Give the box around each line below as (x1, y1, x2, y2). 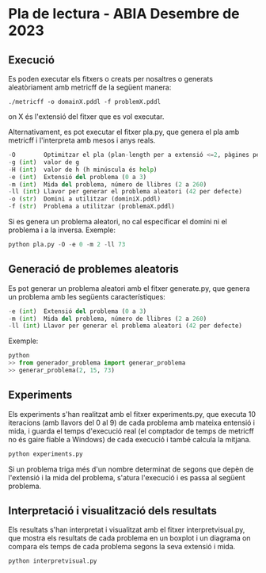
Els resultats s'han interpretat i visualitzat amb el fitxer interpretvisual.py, (8, 525, 245, 535)
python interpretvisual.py (8, 557, 97, 565)
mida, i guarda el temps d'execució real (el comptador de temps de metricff (8, 426, 255, 436)
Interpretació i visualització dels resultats (8, 504, 218, 518)
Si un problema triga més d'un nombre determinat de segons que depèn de (8, 464, 254, 474)
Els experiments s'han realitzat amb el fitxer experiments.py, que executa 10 (8, 409, 256, 418)
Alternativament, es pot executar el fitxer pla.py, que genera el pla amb (8, 128, 240, 136)
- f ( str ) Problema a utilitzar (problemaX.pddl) (8, 203, 176, 211)
